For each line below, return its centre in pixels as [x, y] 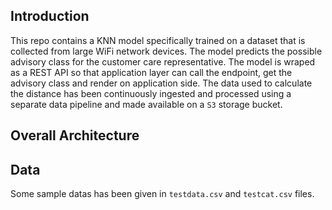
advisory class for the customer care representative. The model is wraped [163, 61]
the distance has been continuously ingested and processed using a [151, 93]
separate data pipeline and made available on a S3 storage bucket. [146, 104]
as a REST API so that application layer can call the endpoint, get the [151, 72]
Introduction [50, 16]
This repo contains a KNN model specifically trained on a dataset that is [158, 40]
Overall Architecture [75, 135]
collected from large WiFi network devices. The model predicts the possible [166, 51]
